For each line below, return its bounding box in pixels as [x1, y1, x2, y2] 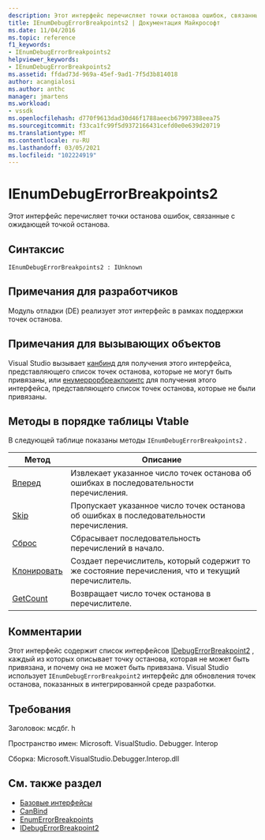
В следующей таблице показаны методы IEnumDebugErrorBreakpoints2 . [8, 435, 247, 445]
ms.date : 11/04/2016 [8, 26, 77, 34]
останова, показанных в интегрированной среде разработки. [8, 680, 216, 689]
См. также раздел [8, 777, 103, 790]
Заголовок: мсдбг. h [8, 724, 77, 733]
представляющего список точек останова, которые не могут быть [8, 367, 233, 376]
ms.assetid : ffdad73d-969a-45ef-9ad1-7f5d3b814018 [8, 70, 178, 78]
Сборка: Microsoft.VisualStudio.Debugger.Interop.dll [8, 754, 180, 763]
